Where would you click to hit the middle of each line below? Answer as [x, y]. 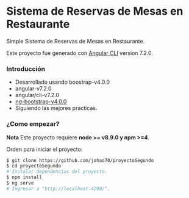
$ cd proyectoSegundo [34, 166]
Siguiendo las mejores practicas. [56, 108]
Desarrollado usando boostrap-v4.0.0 [62, 82]
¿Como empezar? [33, 124]
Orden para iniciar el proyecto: [45, 149]
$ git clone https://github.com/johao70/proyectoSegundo [80, 160]
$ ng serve [20, 183]
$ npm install [24, 178]
